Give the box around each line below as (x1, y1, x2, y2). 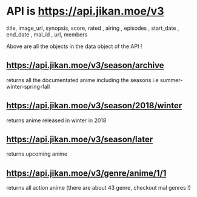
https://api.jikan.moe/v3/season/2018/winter (6, 100, 182, 111)
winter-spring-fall (6, 83, 50, 90)
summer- (159, 76, 183, 83)
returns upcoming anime (6, 150, 68, 157)
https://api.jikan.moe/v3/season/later (6, 134, 153, 144)
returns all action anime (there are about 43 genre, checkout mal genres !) (6, 184, 191, 192)
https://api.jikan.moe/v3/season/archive (6, 60, 165, 71)
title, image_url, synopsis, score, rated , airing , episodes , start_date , (6, 24, 179, 32)
